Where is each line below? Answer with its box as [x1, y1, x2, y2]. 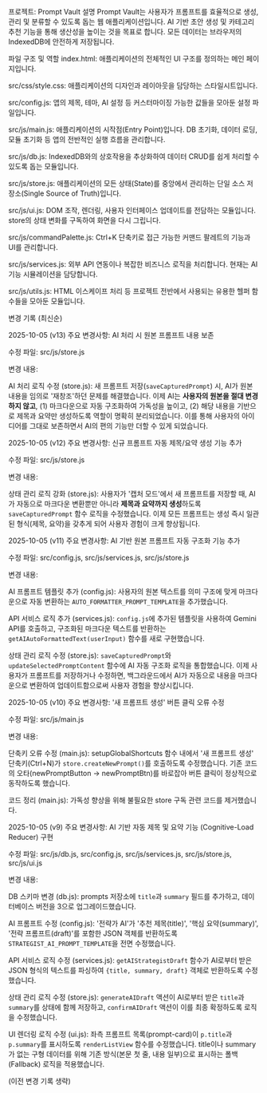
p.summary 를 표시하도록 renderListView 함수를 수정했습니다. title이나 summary [8, 1040, 257, 1048]
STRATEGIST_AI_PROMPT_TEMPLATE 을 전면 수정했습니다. [8, 939, 176, 948]
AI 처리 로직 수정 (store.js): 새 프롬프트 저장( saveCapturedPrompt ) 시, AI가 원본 [8, 382, 253, 390]
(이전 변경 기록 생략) [8, 1076, 72, 1086]
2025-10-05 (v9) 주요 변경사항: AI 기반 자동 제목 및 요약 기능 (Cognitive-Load [8, 822, 254, 832]
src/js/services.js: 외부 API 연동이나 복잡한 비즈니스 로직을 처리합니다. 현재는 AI [8, 259, 258, 269]
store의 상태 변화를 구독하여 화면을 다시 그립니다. [8, 216, 161, 225]
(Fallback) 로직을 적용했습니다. [8, 1059, 105, 1068]
